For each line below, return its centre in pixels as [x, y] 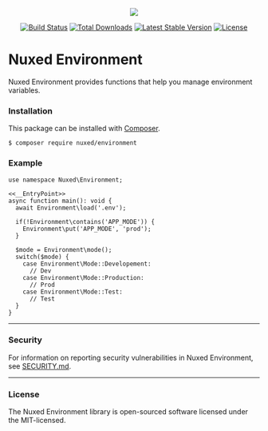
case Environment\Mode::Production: [84, 277]
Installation [31, 110]
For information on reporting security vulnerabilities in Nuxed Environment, [131, 357]
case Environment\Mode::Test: [73, 292]
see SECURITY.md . [40, 366]
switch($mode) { [42, 257]
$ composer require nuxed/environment [73, 143]
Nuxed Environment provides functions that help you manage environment [130, 82]
